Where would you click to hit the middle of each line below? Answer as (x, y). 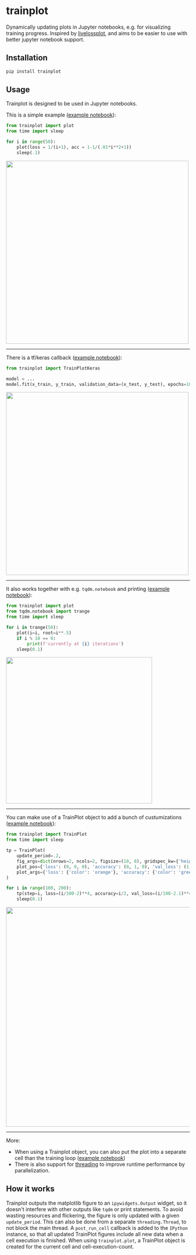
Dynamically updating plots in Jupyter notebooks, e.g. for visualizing (88, 27)
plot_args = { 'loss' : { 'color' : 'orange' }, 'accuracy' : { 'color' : (96, 872)
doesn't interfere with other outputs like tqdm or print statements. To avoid (94, 1209)
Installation (27, 58)
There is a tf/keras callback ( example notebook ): (64, 357)
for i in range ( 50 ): (31, 142)
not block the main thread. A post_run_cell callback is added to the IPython (97, 1227)
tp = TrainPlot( (26, 850)
